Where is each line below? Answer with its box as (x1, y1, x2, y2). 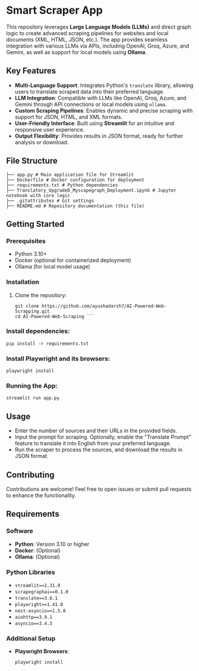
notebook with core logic (6, 192, 70, 198)
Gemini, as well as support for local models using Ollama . (6, 48, 147, 55)
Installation (6, 278, 40, 286)
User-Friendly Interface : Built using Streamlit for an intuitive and (14, 120, 175, 127)
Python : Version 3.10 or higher (14, 540, 90, 548)
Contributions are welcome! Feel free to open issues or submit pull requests (6, 486, 192, 493)
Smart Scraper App (6, 4, 103, 17)
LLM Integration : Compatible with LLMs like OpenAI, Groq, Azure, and (14, 94, 187, 101)
